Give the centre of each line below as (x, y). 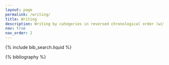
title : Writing (21, 19)
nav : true (16, 28)
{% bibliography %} (26, 57)
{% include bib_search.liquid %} (38, 47)
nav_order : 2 (19, 33)
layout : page (19, 10)
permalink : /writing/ (28, 14)
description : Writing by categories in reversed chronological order (80, 24)
